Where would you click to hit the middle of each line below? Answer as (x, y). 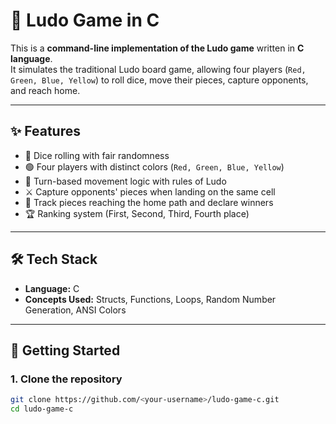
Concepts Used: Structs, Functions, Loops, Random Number (150, 299)
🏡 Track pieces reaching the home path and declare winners (149, 202)
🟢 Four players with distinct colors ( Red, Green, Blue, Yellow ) (154, 166)
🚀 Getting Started (65, 350)
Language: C (52, 288)
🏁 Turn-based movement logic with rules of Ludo (125, 181)
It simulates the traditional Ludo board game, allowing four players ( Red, (158, 69)
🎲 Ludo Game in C (85, 20)
